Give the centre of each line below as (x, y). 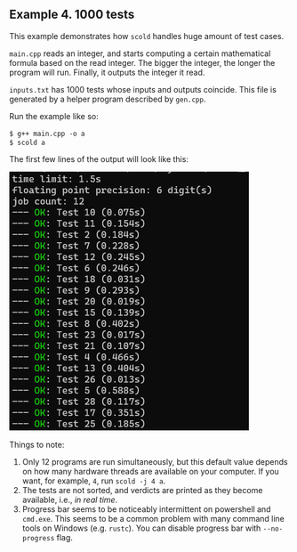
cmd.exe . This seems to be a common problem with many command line (153, 518)
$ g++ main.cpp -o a (48, 134)
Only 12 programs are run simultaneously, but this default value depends (155, 461)
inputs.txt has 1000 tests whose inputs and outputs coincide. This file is (143, 89)
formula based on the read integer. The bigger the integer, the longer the (142, 62)
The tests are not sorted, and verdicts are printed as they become (142, 490)
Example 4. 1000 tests (72, 15)
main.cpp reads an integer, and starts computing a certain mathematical (140, 53)
